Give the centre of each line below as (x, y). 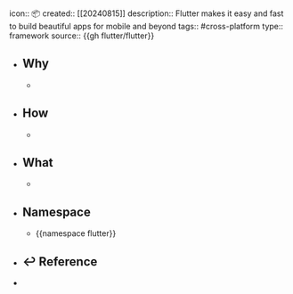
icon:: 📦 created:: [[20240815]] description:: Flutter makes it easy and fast (146, 13)
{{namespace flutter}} (76, 233)
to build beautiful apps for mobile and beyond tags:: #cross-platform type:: (146, 26)
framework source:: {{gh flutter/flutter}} (82, 36)
